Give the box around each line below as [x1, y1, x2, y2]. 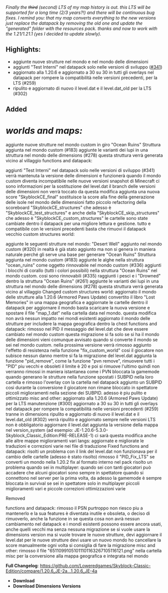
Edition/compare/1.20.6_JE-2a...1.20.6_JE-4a [5, 568, 97, 574]
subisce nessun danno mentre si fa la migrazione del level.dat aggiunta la [5, 353, 157, 359]
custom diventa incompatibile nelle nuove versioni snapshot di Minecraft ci [5, 178, 159, 184]
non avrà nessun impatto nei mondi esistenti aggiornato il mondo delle [5, 316, 150, 322]
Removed [5, 495, 25, 501]
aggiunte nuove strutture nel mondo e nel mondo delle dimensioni [12, 59, 149, 65]
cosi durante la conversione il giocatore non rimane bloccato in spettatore [5, 385, 158, 391]
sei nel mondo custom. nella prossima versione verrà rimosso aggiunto [5, 342, 151, 348]
